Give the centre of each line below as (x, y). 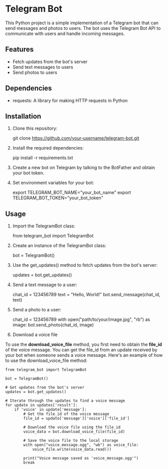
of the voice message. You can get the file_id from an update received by (81, 350)
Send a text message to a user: (45, 285)
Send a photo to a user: (37, 310)
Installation (23, 116)
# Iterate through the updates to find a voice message (65, 401)
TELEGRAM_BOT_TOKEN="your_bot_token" (58, 198)
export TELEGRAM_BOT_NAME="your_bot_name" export (72, 193)
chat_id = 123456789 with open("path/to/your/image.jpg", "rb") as (81, 319)
